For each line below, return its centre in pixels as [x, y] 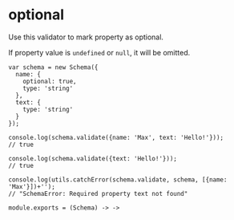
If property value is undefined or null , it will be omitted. [99, 52]
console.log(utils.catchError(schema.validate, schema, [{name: [118, 179]
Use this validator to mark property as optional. [86, 37]
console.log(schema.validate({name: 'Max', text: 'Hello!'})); [116, 137]
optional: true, [50, 81]
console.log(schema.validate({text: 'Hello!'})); [93, 158]
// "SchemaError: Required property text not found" [98, 194]
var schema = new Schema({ [53, 67]
